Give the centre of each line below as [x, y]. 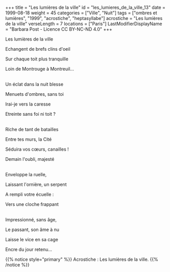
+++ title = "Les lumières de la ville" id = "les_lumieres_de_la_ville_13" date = [86, 7]
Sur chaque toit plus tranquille [37, 59]
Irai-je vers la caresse [28, 104]
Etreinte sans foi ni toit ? [31, 114]
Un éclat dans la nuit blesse [34, 84]
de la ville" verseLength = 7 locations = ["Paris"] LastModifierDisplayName [84, 24]
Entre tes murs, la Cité [29, 139]
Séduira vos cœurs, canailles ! [37, 149]
